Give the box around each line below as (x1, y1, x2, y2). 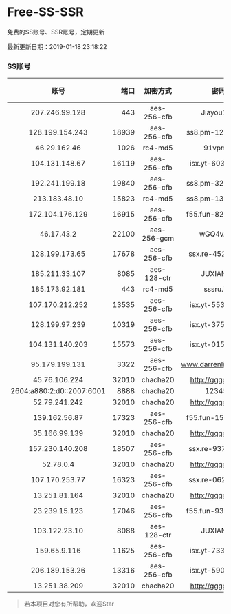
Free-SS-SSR (7, 4, 84, 20)
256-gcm (142, 234, 174, 244)
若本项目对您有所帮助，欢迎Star (23, 600, 115, 608)
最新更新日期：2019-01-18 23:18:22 (7, 42, 108, 50)
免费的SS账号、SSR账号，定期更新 (7, 28, 105, 36)
